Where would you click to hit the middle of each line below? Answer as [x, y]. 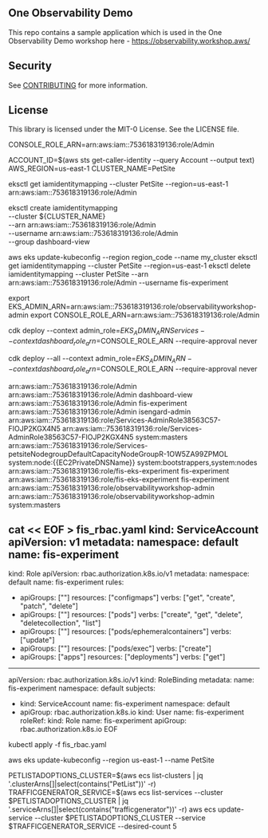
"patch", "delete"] [49, 606]
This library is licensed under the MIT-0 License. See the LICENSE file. [124, 129]
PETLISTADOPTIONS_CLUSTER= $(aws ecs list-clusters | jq [106, 776]
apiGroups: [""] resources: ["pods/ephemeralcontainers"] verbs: [125, 631]
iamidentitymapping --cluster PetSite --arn [79, 274]
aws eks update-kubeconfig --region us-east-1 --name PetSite [112, 760]
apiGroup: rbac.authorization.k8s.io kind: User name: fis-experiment [132, 712]
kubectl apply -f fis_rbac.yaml [57, 745]
